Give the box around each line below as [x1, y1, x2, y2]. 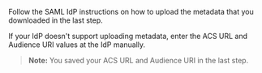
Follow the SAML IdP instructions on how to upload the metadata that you [8, 7, 254, 16]
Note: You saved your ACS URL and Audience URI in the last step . [28, 56, 249, 65]
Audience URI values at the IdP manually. [8, 40, 146, 49]
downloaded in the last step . [8, 15, 103, 25]
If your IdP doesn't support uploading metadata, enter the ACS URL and [8, 32, 248, 41]
